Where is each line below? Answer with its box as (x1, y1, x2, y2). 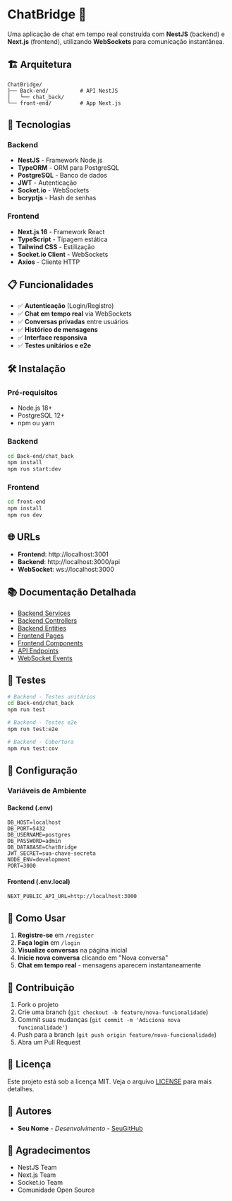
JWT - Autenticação (17, 178, 78, 187)
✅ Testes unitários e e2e (17, 341, 92, 350)
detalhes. (7, 1084, 35, 1093)
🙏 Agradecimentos (7, 1144, 91, 1156)
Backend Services (17, 609, 71, 617)
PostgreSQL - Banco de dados (17, 171, 108, 180)
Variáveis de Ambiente (7, 786, 87, 795)
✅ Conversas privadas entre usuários (17, 317, 129, 326)
